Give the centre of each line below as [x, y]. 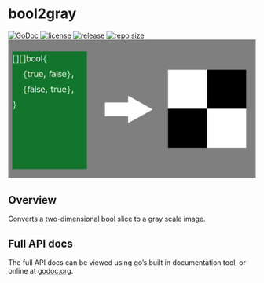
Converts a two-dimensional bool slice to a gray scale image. [107, 219]
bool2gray [42, 14]
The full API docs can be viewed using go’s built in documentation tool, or [127, 263]
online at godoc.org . [41, 271]
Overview [33, 200]
